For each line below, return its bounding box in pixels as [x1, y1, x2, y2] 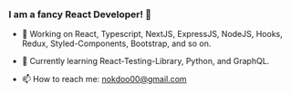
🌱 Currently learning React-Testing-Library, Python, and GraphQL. [21, 56, 270, 67]
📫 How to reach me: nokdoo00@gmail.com [21, 74, 188, 85]
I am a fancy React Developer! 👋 [8, 8, 152, 21]
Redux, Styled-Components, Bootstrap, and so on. [21, 38, 212, 49]
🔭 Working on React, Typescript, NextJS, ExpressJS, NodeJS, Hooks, [21, 29, 284, 40]
